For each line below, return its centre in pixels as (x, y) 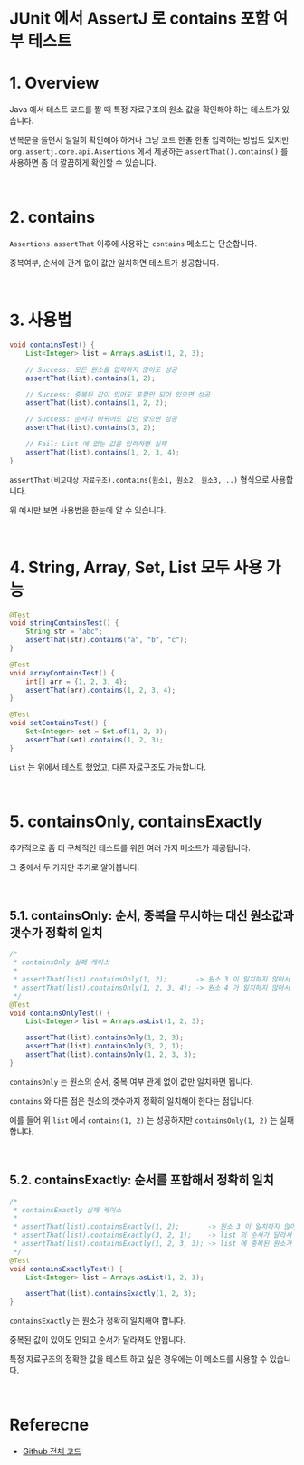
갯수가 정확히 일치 (56, 933)
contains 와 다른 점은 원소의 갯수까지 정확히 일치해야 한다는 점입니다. (132, 1100)
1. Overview (54, 83)
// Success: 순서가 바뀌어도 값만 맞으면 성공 (102, 419)
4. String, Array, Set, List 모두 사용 (136, 567)
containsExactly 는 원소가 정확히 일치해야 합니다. (98, 1321)
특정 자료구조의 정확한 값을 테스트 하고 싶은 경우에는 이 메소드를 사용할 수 (138, 1359)
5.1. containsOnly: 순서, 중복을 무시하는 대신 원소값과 (152, 916)
